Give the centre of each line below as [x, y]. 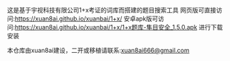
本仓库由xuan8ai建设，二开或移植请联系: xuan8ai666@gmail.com [98, 50]
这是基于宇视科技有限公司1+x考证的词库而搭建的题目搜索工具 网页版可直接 [112, 10]
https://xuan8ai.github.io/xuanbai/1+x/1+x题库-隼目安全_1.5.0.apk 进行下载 [119, 27]
